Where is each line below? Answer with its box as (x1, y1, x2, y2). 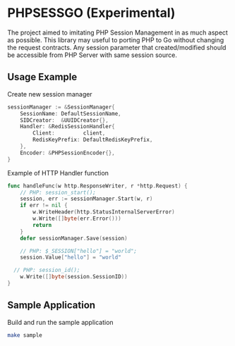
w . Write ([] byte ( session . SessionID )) (20, 273, 128, 280)
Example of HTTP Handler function (7, 168, 109, 177)
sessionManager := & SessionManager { (7, 104, 115, 111)
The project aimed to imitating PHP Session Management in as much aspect (7, 28, 228, 37)
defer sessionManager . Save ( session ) (20, 235, 128, 242)
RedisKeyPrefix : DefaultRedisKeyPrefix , (32, 136, 153, 144)
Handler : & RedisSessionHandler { (20, 123, 115, 130)
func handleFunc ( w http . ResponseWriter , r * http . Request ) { (7, 182, 188, 190)
